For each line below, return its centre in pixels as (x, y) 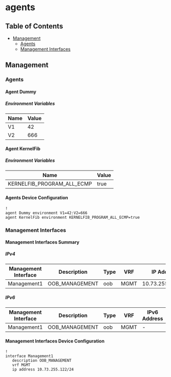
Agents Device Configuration (37, 198)
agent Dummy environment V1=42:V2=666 (46, 213)
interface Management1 (29, 356)
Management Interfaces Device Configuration (55, 341)
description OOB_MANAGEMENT (42, 361)
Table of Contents (34, 26)
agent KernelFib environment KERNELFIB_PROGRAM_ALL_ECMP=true (73, 217)
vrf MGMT (21, 365)
